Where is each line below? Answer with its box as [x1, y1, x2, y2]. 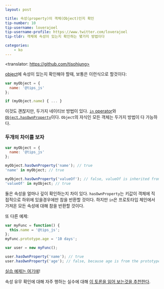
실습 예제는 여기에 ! [5, 268, 41, 274]
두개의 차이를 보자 [5, 134, 45, 141]
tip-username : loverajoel [5, 25, 58, 30]
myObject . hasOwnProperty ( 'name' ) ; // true [5, 163, 93, 168]
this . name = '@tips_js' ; [9, 227, 60, 232]
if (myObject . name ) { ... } [5, 99, 62, 104]
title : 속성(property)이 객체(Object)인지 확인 [5, 16, 94, 21]
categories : [5, 43, 29, 48]
